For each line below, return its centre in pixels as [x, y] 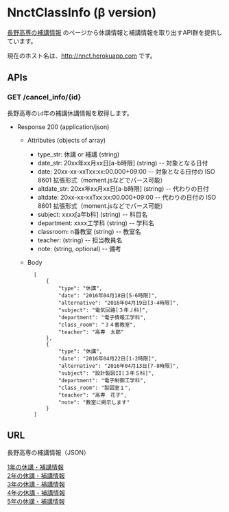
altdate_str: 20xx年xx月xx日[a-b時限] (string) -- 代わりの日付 [123, 188]
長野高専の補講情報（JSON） [49, 453]
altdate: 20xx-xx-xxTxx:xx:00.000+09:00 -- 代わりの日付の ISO [127, 197]
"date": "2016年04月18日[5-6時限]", [108, 295]
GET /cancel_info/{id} [44, 97]
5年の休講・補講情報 [36, 502]
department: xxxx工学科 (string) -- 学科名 [96, 223]
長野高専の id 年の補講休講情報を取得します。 [70, 113]
